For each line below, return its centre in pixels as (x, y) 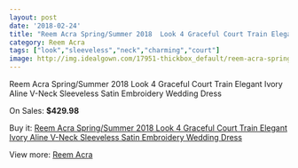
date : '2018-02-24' (45, 26)
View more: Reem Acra (51, 155)
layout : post (33, 17)
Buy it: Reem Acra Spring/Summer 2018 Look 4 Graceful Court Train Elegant (149, 128)
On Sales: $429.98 (44, 111)
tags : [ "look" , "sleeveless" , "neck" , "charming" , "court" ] (114, 51)
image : (21, 59)
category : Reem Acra (47, 42)
